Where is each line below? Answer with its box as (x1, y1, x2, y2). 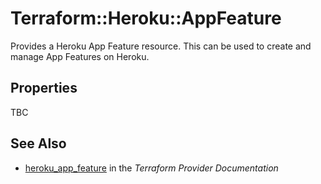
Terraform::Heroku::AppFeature (10, 7, 282, 30)
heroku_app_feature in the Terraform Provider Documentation (24, 162, 279, 174)
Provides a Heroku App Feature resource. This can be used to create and (10, 40, 312, 52)
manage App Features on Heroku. (10, 50, 150, 62)
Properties (10, 80, 78, 97)
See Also (10, 135, 67, 152)
